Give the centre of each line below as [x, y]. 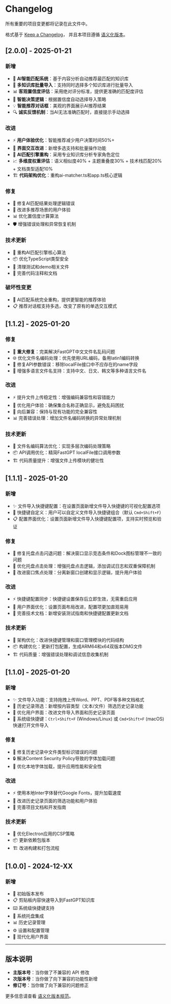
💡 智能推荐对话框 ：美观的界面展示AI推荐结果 [59, 106]
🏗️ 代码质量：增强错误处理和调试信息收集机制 [60, 654]
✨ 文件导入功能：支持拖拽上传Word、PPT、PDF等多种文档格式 [78, 700]
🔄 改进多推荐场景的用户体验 [41, 210]
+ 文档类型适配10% [33, 168]
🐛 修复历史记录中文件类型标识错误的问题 [55, 752]
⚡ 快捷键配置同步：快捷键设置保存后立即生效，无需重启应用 [75, 599]
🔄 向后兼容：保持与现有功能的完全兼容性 [55, 411]
